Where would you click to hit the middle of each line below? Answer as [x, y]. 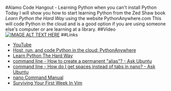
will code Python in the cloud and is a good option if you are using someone [85, 24]
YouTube [22, 45]
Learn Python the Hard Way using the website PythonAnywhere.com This [83, 18]
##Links [69, 35]
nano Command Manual [38, 77]
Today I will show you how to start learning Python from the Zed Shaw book [85, 13]
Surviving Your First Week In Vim [47, 83]
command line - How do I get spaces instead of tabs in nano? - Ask [84, 67]
